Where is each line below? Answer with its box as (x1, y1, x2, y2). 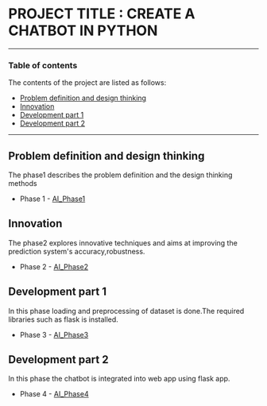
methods (8, 179, 37, 188)
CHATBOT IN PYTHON (8, 21, 158, 40)
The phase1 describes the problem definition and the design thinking (8, 170, 233, 180)
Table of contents (8, 60, 78, 71)
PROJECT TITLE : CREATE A (8, 5, 195, 23)
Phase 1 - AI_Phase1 (19, 194, 86, 203)
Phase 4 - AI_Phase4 (19, 389, 89, 399)
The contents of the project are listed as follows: (8, 78, 167, 87)
